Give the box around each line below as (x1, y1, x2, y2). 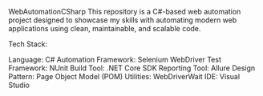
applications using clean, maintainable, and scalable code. (8, 24, 201, 33)
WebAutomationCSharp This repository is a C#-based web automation (8, 7, 241, 16)
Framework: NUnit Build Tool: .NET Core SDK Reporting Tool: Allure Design (8, 63, 256, 73)
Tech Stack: (8, 39, 48, 49)
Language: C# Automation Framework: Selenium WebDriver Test (8, 55, 222, 64)
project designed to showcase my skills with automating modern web (8, 15, 237, 25)
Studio (8, 80, 30, 90)
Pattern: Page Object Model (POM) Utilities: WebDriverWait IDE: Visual (8, 72, 241, 81)
